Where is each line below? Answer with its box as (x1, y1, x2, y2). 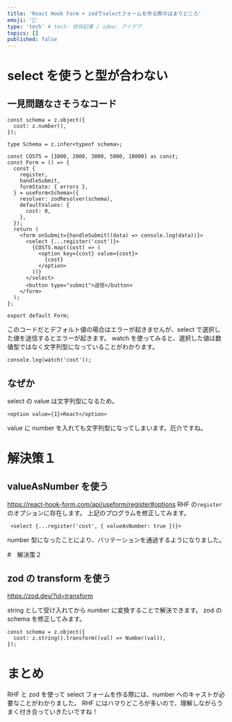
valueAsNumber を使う (7, 480, 109, 492)
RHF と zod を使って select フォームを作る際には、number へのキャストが (7, 690, 219, 698)
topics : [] (7, 29, 39, 37)
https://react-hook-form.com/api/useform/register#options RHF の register (7, 500, 222, 508)
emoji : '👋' (7, 17, 39, 24)
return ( (13, 226, 39, 233)
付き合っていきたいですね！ (19, 707, 99, 716)
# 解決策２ (7, 550, 42, 559)
